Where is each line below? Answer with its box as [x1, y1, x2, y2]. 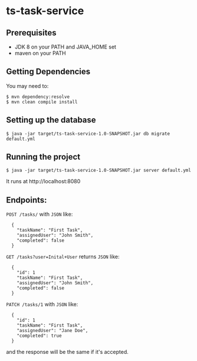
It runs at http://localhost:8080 [6, 178, 81, 185]
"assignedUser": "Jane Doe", [17, 328, 88, 334]
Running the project [6, 152, 81, 162]
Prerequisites [6, 28, 57, 38]
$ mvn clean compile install [6, 99, 78, 105]
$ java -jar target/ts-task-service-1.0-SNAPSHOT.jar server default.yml [6, 167, 192, 174]
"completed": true [17, 333, 62, 339]
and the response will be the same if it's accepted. [6, 349, 129, 356]
